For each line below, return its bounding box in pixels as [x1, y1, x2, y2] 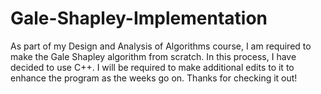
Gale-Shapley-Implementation [10, 7, 268, 30]
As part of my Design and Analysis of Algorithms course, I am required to [10, 40, 312, 52]
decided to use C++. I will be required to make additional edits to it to [10, 61, 295, 73]
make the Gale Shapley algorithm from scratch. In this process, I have [10, 50, 297, 62]
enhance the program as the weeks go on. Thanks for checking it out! [10, 72, 298, 84]
